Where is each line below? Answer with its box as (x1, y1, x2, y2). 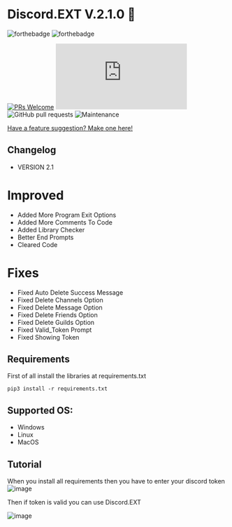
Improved (7, 187, 64, 203)
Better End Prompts (17, 233, 74, 241)
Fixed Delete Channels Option (17, 295, 103, 304)
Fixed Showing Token (17, 333, 80, 341)
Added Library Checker (17, 225, 85, 234)
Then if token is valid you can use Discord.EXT (7, 498, 141, 507)
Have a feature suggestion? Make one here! (7, 124, 133, 132)
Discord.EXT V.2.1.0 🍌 (7, 6, 136, 22)
